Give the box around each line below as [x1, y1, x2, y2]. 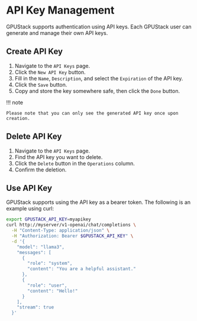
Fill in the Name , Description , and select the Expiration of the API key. [14, 74, 183, 82]
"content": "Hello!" [27, 288, 78, 294]
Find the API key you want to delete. [14, 153, 103, 160]
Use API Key [6, 183, 52, 193]
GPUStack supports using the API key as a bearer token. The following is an [6, 199, 191, 206]
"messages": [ [17, 249, 51, 255]
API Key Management [6, 4, 115, 17]
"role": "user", [27, 282, 67, 288]
